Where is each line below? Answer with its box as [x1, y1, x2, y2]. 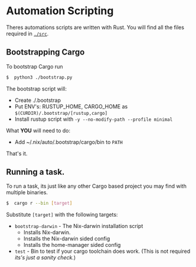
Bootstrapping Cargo [6, 47, 85, 57]
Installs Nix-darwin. [23, 229, 71, 236]
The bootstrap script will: [6, 85, 67, 92]
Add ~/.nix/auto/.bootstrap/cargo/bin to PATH [14, 138, 123, 146]
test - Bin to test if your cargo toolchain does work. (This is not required [14, 247, 191, 255]
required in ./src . [6, 30, 49, 37]
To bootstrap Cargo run [6, 63, 63, 70]
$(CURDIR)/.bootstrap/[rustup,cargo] [14, 110, 108, 116]
